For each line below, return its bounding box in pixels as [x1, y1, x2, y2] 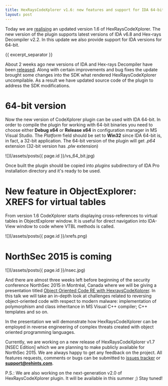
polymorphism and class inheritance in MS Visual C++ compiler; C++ [5, 304, 147, 310]
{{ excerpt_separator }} [5, 51, 53, 58]
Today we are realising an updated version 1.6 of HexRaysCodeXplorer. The [5, 26, 161, 32]
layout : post [5, 12, 32, 17]
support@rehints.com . [5, 360, 54, 366]
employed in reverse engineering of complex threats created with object [5, 324, 154, 330]
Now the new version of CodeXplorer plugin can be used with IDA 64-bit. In [5, 116, 161, 123]
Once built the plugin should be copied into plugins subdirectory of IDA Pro [5, 162, 160, 168]
